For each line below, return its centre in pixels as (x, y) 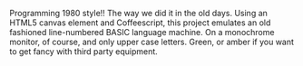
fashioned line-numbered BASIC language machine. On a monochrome (142, 32)
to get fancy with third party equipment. (84, 52)
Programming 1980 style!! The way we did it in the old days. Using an (138, 13)
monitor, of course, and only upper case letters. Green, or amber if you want (152, 42)
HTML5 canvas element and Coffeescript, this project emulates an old (140, 23)
